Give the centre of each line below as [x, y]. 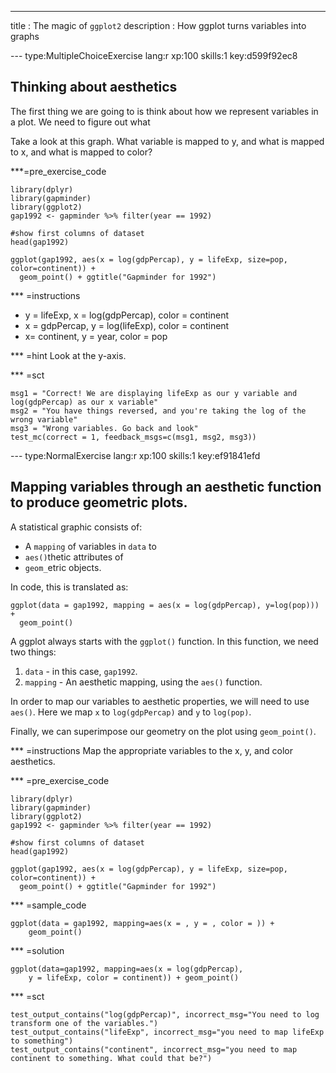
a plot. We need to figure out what [80, 122]
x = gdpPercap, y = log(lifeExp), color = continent [127, 325]
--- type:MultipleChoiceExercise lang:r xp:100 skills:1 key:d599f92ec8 [154, 55]
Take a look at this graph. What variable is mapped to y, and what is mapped [167, 141]
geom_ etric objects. [63, 567]
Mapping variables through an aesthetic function [166, 487]
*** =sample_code [48, 905]
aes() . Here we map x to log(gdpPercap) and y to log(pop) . [131, 712]
